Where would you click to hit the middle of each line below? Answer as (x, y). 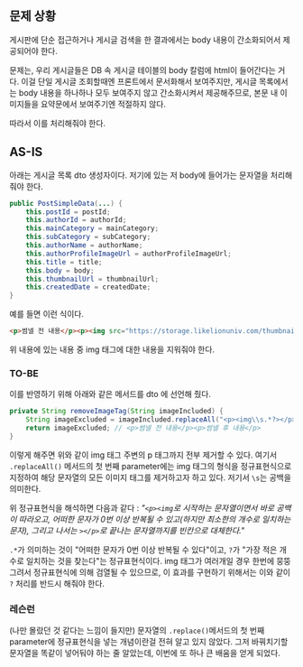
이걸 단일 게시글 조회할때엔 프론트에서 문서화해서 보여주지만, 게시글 (139, 81)
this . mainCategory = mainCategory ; (92, 228)
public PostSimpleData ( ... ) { (66, 203)
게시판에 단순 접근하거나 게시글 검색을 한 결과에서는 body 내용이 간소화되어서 (145, 40)
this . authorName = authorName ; (84, 245)
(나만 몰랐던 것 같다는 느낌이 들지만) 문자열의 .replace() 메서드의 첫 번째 (137, 631)
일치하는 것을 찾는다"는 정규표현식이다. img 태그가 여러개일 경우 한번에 (150, 560)
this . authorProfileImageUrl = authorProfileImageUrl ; (129, 254)
